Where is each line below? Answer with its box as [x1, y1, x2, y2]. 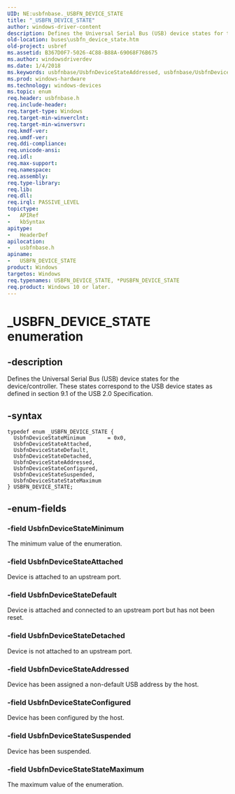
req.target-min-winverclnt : [7, 114, 90, 121]
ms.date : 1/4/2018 [7, 62, 61, 69]
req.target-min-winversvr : [7, 120, 86, 128]
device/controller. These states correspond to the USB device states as [7, 382, 213, 390]
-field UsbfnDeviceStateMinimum [7, 523, 124, 533]
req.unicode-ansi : [7, 147, 61, 154]
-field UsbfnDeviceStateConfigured [7, 697, 131, 707]
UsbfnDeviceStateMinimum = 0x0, [13, 434, 127, 441]
